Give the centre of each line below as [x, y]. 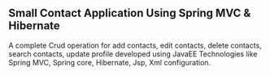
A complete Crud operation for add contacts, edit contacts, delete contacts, [135, 45]
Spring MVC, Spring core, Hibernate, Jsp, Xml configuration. [110, 62]
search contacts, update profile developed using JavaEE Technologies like [133, 54]
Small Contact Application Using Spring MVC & [130, 13]
